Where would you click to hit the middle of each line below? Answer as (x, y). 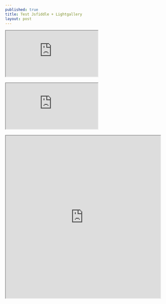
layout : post (18, 19)
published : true (22, 10)
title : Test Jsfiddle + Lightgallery (44, 14)
